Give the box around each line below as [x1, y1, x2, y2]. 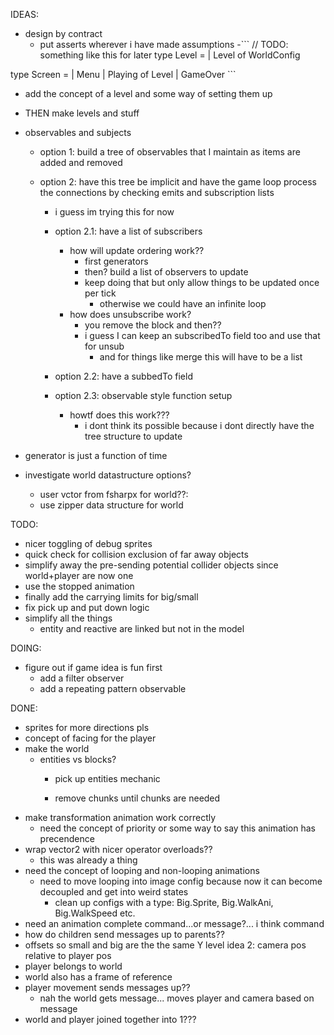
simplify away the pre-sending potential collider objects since [24, 559, 279, 571]
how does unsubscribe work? [69, 309, 192, 320]
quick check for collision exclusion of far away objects [24, 549, 249, 560]
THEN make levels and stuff [24, 107, 140, 119]
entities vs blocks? [39, 754, 117, 765]
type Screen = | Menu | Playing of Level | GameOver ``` [10, 69, 237, 80]
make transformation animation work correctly [24, 812, 217, 823]
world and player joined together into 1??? [24, 1014, 197, 1025]
